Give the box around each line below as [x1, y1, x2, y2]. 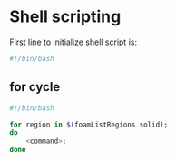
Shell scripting [9, 6, 122, 27]
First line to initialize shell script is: [9, 36, 138, 47]
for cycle [9, 79, 61, 95]
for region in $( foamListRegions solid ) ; [9, 120, 169, 129]
